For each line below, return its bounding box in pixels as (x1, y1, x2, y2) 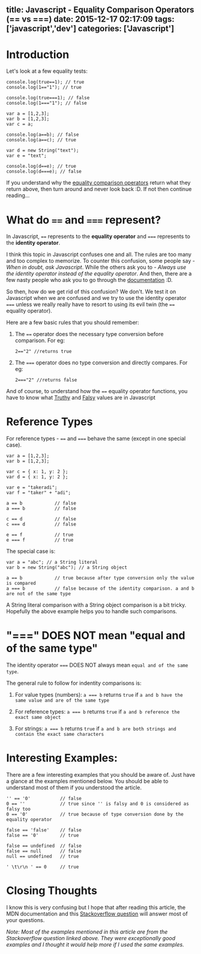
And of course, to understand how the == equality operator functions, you (6, 388, 188, 395)
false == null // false (6, 848, 82, 854)
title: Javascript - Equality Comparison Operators (6, 5, 194, 15)
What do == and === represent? (6, 213, 161, 227)
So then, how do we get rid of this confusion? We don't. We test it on (6, 288, 176, 295)
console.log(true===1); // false (6, 95, 90, 101)
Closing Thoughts (6, 884, 98, 897)
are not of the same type (6, 591, 71, 597)
